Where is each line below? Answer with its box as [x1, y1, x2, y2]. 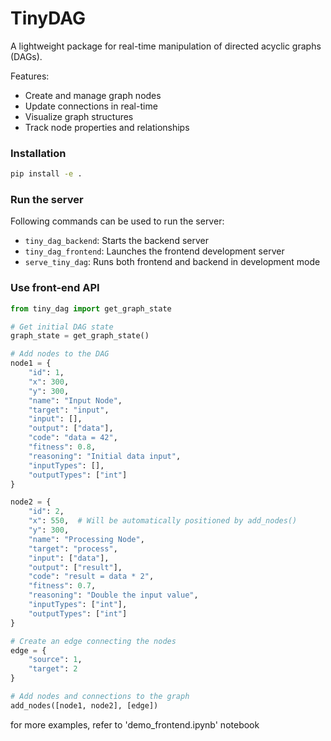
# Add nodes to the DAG [10, 349, 110, 359]
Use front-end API [10, 281, 100, 295]
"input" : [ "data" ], [28, 553, 110, 563]
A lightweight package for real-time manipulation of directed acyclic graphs [10, 40, 322, 52]
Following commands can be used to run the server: [10, 215, 225, 227]
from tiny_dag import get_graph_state [10, 303, 172, 314]
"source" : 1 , [28, 655, 83, 665]
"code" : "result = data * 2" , [28, 572, 155, 582]
